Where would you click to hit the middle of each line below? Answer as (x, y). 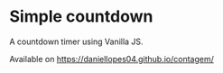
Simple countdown (81, 17)
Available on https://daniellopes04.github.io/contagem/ (111, 59)
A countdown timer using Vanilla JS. (76, 41)
